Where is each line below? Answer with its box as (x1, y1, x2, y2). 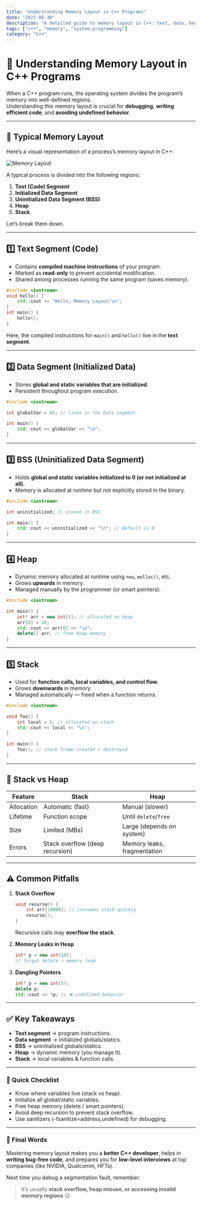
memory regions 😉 (20, 1192, 70, 1199)
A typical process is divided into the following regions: (6, 171, 141, 178)
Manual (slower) (122, 802, 168, 811)
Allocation (9, 802, 38, 811)
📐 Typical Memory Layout (6, 132, 104, 142)
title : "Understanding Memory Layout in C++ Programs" (6, 8, 147, 15)
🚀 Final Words (6, 1136, 47, 1144)
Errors (9, 843, 27, 851)
